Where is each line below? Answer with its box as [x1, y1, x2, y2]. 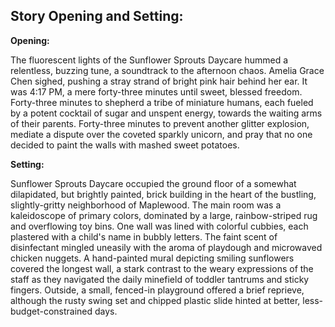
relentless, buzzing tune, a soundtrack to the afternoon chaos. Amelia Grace [10, 64, 325, 76]
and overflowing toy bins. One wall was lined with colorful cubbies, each [10, 220, 309, 232]
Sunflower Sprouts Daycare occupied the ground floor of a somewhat [10, 177, 297, 189]
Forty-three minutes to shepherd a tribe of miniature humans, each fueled [10, 96, 314, 108]
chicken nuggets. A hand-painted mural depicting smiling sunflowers [10, 252, 295, 264]
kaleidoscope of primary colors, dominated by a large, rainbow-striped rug [10, 209, 318, 221]
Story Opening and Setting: [10, 8, 184, 25]
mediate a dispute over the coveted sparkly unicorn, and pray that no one [10, 128, 313, 140]
